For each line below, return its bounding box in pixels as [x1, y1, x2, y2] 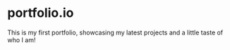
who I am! [7, 35, 36, 44]
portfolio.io [7, 5, 74, 21]
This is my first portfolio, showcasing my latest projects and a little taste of [7, 28, 224, 37]
